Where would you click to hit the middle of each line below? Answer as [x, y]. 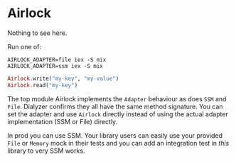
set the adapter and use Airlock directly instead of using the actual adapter [118, 114]
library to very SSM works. [46, 151]
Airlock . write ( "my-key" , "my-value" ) [63, 79]
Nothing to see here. [37, 33]
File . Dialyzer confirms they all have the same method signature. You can [115, 106]
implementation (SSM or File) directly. [63, 121]
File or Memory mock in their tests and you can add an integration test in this [118, 143]
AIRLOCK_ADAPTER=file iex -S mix [57, 60]
